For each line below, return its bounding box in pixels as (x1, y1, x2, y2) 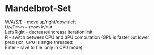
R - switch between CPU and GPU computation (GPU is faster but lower (5, 34, 150, 40)
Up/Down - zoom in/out (5, 24, 53, 29)
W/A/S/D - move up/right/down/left (5, 19, 76, 25)
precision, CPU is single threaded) (5, 39, 74, 45)
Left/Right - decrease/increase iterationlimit (5, 29, 93, 35)
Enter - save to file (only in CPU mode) (5, 44, 83, 50)
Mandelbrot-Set (5, 3, 71, 14)
